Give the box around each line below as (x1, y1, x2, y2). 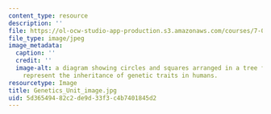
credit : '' (15, 57, 52, 65)
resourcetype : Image (8, 79, 78, 87)
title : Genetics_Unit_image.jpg (8, 86, 117, 95)
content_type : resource (8, 11, 89, 20)
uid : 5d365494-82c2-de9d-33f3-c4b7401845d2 (8, 94, 157, 102)
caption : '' (15, 49, 56, 57)
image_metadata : (8, 42, 63, 50)
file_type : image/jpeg (8, 34, 85, 43)
